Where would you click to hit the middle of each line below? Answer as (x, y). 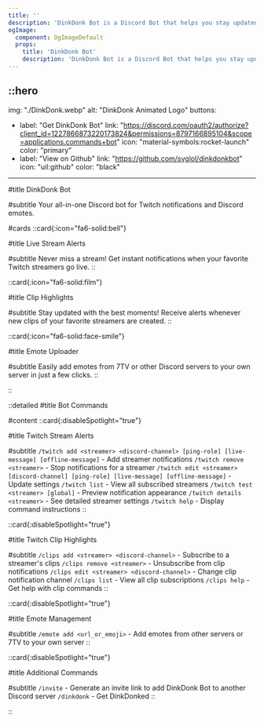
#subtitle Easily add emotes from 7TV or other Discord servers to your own (130, 366)
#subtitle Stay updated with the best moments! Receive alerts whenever (125, 312)
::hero (23, 91)
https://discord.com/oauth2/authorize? (186, 125)
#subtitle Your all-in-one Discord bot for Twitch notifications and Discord (126, 204)
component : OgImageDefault (59, 37)
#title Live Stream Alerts (47, 243)
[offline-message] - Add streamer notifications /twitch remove (142, 459)
